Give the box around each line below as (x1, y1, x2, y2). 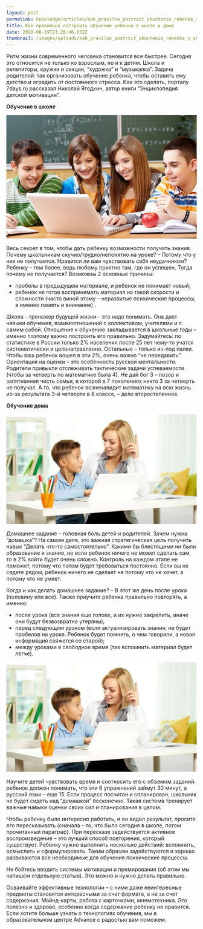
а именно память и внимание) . (14, 301, 97, 308)
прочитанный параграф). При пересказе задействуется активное (6, 828, 175, 836)
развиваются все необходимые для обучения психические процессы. (6, 854, 188, 861)
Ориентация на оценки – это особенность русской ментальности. (6, 358, 177, 365)
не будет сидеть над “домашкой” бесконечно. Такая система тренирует (6, 797, 193, 805)
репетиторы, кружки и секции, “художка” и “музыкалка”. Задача (6, 65, 173, 73)
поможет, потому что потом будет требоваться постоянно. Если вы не (6, 562, 189, 569)
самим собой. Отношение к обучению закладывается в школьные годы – (6, 326, 196, 333)
